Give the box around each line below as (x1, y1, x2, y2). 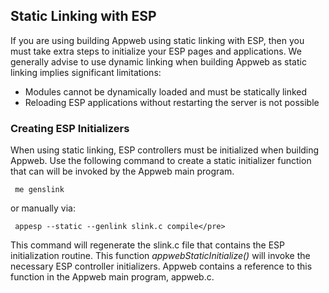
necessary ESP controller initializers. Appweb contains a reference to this (10, 260, 313, 273)
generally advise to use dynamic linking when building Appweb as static (10, 55, 307, 68)
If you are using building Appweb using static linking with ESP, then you (10, 34, 305, 46)
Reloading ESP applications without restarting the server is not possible (24, 96, 320, 108)
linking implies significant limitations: (10, 66, 162, 78)
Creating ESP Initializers (10, 121, 130, 135)
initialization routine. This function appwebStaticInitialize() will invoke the (10, 250, 311, 262)
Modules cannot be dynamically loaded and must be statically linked (24, 85, 308, 98)
